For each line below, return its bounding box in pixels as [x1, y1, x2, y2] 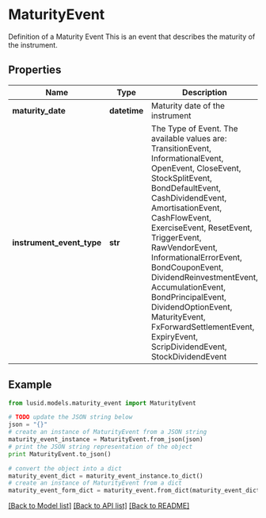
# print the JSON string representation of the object [8, 443, 193, 451]
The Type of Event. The [151, 123, 239, 134]
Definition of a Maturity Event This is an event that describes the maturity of [8, 32, 256, 41]
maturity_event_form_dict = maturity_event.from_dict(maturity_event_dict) [8, 486, 264, 495]
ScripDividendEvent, [151, 341, 227, 352]
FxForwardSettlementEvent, [151, 321, 255, 332]
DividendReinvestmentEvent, [151, 271, 259, 282]
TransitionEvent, [151, 143, 212, 154]
